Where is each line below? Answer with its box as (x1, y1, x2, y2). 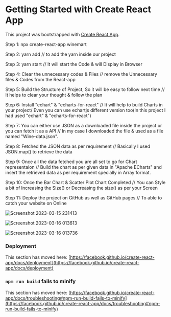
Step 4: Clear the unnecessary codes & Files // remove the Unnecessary (5, 71, 157, 77)
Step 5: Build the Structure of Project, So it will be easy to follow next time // (5, 86, 165, 93)
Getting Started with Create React (5, 4, 152, 15)
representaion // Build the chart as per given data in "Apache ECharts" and (5, 164, 162, 170)
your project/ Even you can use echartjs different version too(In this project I (5, 107, 166, 113)
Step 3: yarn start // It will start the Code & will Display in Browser (5, 61, 143, 67)
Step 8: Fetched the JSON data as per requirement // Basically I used (5, 143, 151, 149)
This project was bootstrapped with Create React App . (5, 31, 120, 37)
